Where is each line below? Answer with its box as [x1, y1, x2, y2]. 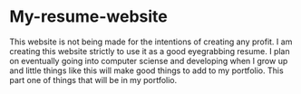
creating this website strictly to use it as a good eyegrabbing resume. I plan [9, 45, 290, 56]
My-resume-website [9, 6, 168, 27]
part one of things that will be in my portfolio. [9, 74, 178, 85]
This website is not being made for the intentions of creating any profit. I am [9, 36, 293, 47]
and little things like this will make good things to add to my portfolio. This [9, 65, 284, 76]
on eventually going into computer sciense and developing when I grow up [9, 55, 288, 66]
